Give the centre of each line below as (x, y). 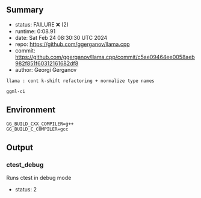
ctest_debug (25, 164)
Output (20, 148)
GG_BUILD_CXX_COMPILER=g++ (40, 124)
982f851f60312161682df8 (47, 63)
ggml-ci (16, 91)
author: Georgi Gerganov (46, 69)
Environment (31, 110)
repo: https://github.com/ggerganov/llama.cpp (73, 44)
